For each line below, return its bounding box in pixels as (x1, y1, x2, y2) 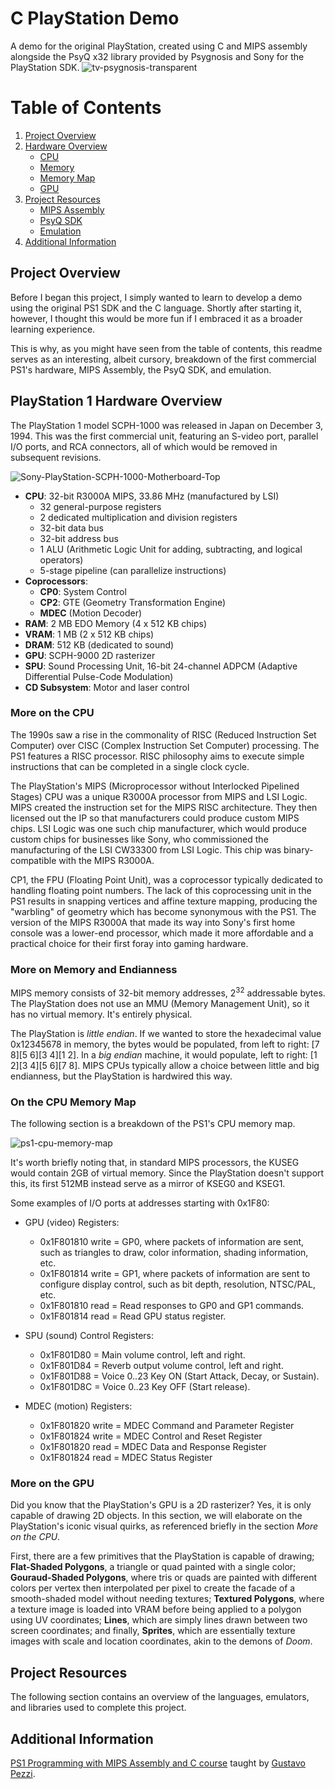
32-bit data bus (39, 522, 104, 534)
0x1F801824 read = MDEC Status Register (39, 1452, 213, 1464)
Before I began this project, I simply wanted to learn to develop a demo (10, 291, 303, 303)
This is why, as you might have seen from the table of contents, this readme (10, 342, 323, 354)
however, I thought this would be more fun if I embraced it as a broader (10, 312, 303, 324)
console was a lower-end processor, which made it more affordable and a (10, 927, 314, 939)
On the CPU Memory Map (10, 1095, 137, 1109)
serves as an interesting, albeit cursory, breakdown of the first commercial (10, 353, 317, 365)
